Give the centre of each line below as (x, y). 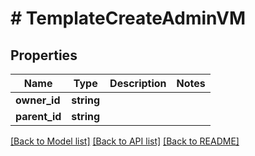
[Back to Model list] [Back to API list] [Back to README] (125, 141)
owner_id (38, 100)
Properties (44, 55)
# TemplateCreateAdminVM (128, 18)
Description (138, 83)
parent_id (38, 116)
